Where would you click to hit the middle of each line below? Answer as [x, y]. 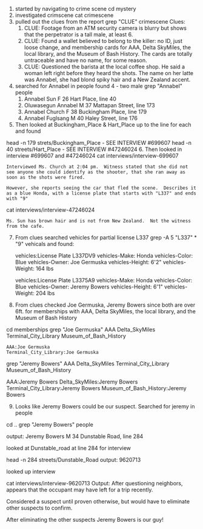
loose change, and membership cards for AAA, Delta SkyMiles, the [107, 47]
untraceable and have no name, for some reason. [85, 60]
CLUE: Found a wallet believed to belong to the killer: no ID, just [103, 41]
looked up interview [31, 471]
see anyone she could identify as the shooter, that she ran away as [96, 172]
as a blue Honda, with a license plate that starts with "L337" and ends [101, 193]
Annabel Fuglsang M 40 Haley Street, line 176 [81, 118]
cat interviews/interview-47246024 [51, 210]
